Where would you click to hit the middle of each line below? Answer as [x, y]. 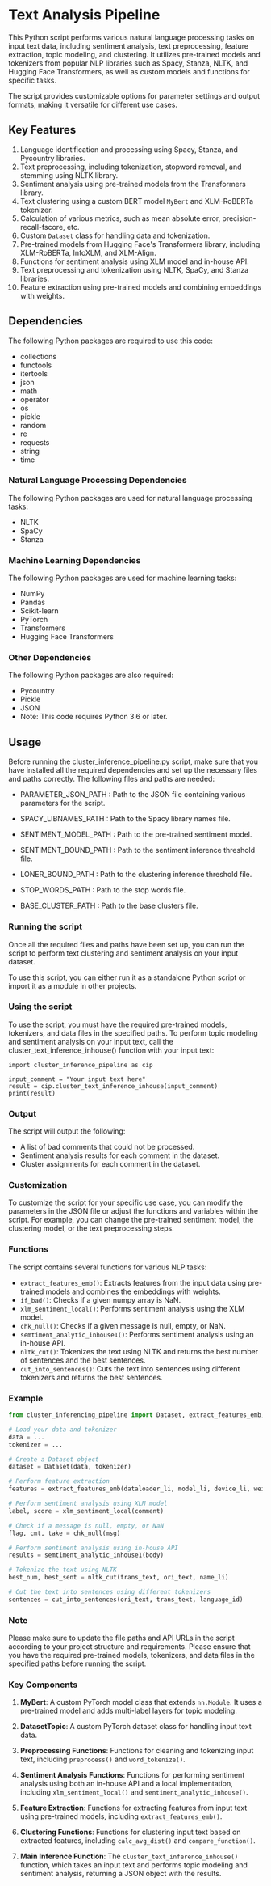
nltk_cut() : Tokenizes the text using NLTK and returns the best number [139, 1351]
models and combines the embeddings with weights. [133, 1291]
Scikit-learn [39, 611]
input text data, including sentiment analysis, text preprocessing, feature [128, 45]
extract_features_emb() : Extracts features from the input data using [133, 1282]
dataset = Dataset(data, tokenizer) [70, 1467]
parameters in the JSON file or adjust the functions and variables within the [133, 1211]
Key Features [42, 130]
